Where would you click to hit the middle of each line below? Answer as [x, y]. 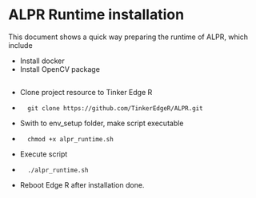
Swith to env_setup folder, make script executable [102, 123]
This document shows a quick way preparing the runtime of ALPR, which [128, 37]
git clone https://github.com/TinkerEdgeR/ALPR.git [115, 109]
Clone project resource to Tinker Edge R [86, 93]
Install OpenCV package [60, 69]
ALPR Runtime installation [96, 15]
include [21, 45]
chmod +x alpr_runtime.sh [70, 140]
